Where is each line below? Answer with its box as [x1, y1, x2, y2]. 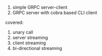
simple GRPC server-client [12, 5, 68, 10]
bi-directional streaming [12, 45, 62, 51]
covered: [5, 20, 24, 25]
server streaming [12, 35, 48, 40]
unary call [12, 29, 34, 35]
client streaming [12, 40, 46, 46]
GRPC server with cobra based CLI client [12, 10, 97, 16]
